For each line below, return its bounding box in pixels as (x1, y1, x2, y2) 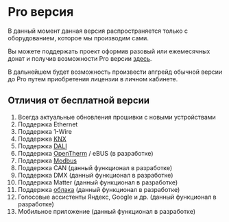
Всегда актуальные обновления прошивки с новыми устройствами (17, 113, 217, 121)
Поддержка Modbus (17, 156, 77, 165)
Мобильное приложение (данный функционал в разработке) (17, 207, 196, 215)
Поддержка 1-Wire (17, 127, 73, 135)
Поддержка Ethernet (17, 120, 78, 128)
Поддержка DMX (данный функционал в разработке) (17, 171, 173, 179)
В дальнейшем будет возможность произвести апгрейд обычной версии (8, 68, 223, 76)
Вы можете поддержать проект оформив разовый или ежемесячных (8, 47, 210, 55)
